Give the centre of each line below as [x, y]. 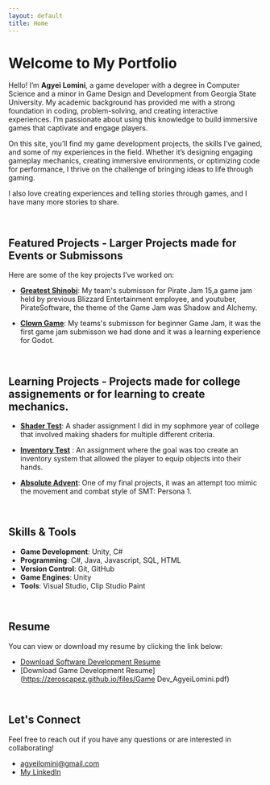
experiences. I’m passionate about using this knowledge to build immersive [133, 120]
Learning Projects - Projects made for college [125, 381]
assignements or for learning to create [107, 394]
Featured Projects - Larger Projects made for [123, 243]
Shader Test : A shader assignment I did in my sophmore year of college [139, 426]
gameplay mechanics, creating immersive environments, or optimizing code [134, 161]
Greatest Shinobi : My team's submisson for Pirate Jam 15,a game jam [136, 291]
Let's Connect [44, 720]
